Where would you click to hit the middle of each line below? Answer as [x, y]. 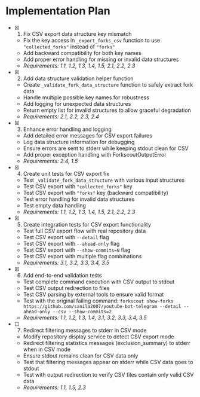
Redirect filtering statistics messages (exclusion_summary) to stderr [107, 343]
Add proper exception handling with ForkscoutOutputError [95, 154]
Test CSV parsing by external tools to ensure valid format [93, 294]
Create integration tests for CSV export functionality [87, 224]
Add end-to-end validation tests [62, 275]
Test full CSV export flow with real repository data [84, 231]
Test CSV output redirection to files [66, 288]
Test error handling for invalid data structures [79, 199]
